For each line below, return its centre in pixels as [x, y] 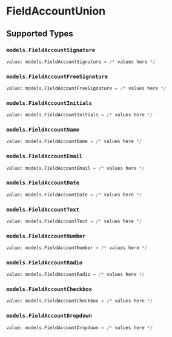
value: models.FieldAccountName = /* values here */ [74, 142]
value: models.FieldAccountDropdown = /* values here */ [80, 328]
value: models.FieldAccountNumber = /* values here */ [77, 248]
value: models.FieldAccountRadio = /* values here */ [76, 275]
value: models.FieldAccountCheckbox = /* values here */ [80, 301]
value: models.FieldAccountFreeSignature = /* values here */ [86, 88]
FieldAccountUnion [56, 11]
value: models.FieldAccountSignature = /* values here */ [81, 62]
